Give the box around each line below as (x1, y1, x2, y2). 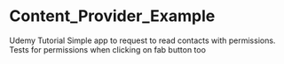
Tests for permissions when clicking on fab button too (9, 44, 207, 54)
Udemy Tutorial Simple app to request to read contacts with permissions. (9, 35, 276, 46)
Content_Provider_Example (9, 6, 216, 26)
